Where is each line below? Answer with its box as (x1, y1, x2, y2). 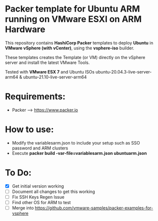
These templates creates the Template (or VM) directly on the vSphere (5, 54, 145, 60)
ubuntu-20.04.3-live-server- (95, 69, 152, 74)
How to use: (5, 124, 54, 135)
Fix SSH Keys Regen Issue (12, 194, 65, 200)
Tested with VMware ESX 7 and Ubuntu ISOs (5, 69, 95, 74)
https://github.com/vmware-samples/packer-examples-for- (34, 205, 154, 211)
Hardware (5, 24, 45, 35)
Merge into (12, 205, 34, 211)
